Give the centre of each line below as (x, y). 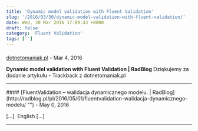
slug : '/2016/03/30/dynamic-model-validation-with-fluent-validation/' (96, 17)
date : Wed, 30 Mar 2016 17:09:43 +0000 (55, 22)
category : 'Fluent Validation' (44, 33)
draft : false (22, 28)
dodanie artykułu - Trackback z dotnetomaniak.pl (66, 75)
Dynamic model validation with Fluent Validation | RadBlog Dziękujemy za (98, 69)
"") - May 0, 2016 (48, 105)
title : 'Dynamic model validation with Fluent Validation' (80, 11)
